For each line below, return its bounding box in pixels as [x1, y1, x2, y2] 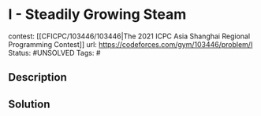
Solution [8, 97, 50, 111]
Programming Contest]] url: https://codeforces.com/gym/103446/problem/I [8, 39, 253, 49]
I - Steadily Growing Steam [8, 5, 187, 24]
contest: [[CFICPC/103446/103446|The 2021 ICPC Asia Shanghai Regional [8, 31, 251, 41]
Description [8, 71, 67, 84]
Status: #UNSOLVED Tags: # [8, 48, 101, 57]
